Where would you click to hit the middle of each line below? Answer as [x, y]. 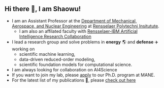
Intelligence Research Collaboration [55, 36]
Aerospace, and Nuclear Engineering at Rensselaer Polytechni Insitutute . [85, 26]
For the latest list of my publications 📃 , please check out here [74, 80]
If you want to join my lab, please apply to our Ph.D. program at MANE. [83, 75]
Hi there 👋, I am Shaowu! [43, 9]
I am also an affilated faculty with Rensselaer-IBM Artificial [78, 31]
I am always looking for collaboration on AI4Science [65, 69]
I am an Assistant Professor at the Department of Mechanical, [74, 21]
